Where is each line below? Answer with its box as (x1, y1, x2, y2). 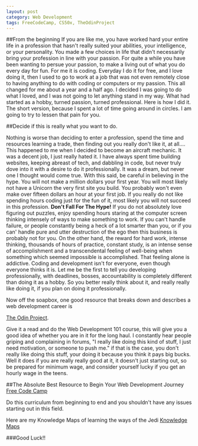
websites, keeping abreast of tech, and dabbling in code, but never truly (6, 159, 181, 166)
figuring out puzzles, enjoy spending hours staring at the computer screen (6, 209, 187, 216)
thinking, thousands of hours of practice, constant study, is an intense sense (6, 241, 193, 248)
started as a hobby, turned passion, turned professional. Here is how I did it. (6, 99, 191, 106)
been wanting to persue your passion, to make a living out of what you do (6, 61, 185, 68)
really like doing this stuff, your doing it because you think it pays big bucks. (6, 351, 191, 358)
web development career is (6, 303, 73, 310)
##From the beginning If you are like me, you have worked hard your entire (6, 36, 189, 43)
